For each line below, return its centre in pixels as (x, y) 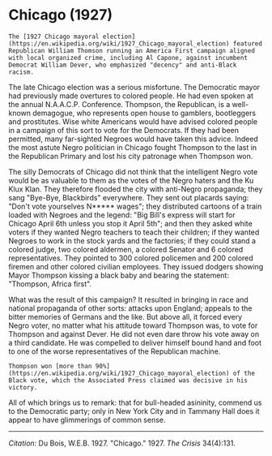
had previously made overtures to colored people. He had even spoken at (131, 96)
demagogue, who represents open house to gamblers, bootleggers (144, 113)
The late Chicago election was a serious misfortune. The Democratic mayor (134, 87)
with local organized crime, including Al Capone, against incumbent (128, 58)
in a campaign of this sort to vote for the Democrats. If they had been (124, 130)
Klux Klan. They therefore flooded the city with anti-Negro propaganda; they (136, 189)
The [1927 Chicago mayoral (54, 37)
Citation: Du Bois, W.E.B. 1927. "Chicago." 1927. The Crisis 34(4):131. (122, 443)
